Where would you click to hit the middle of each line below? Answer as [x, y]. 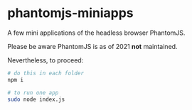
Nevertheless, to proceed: [46, 60]
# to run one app [33, 93]
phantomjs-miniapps [70, 13]
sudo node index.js [36, 99]
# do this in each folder [46, 73]
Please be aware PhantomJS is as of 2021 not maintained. [92, 46]
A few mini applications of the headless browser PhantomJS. [96, 33]
